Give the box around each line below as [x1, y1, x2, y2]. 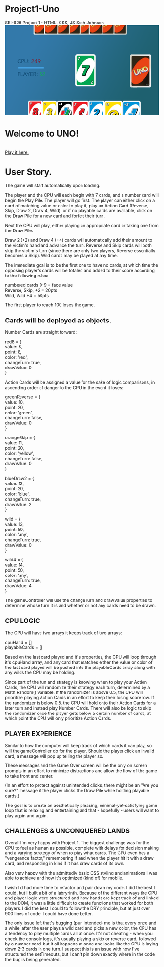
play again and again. [5, 812, 48, 818]
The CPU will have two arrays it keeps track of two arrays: [5, 630, 122, 636]
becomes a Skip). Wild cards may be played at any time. [5, 253, 118, 259]
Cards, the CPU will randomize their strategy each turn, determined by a [5, 684, 150, 690]
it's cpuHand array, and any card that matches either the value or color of [5, 659, 153, 665]
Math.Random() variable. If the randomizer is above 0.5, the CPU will [5, 689, 143, 695]
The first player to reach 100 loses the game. [5, 302, 95, 308]
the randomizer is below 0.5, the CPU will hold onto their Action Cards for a [5, 700, 156, 706]
